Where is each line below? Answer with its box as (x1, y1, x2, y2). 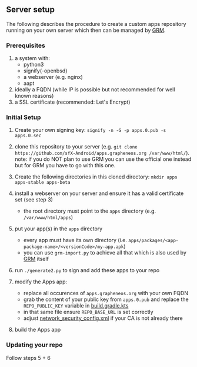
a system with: (14, 55, 50, 62)
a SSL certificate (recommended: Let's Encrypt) (14, 98, 131, 105)
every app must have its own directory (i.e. (23, 237, 128, 244)
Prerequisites (6, 41, 45, 49)
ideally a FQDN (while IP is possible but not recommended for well (14, 86, 175, 93)
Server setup (6, 5, 55, 15)
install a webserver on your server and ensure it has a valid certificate (14, 190, 184, 197)
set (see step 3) (14, 196, 53, 203)
